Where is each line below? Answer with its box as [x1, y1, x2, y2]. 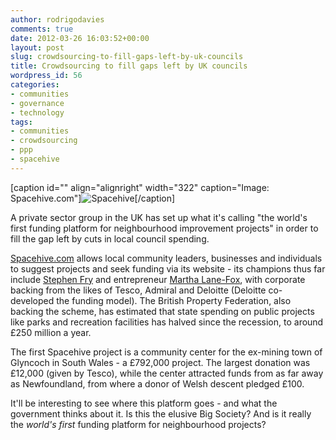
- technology [10, 107, 65, 118]
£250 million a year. [10, 326, 92, 338]
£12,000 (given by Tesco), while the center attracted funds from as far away [10, 367, 324, 379]
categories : [10, 80, 60, 90]
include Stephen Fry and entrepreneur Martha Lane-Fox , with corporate [10, 273, 306, 285]
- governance [10, 98, 65, 108]
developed [10, 294, 55, 306]
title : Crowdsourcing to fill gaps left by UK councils [10, 61, 248, 71]
